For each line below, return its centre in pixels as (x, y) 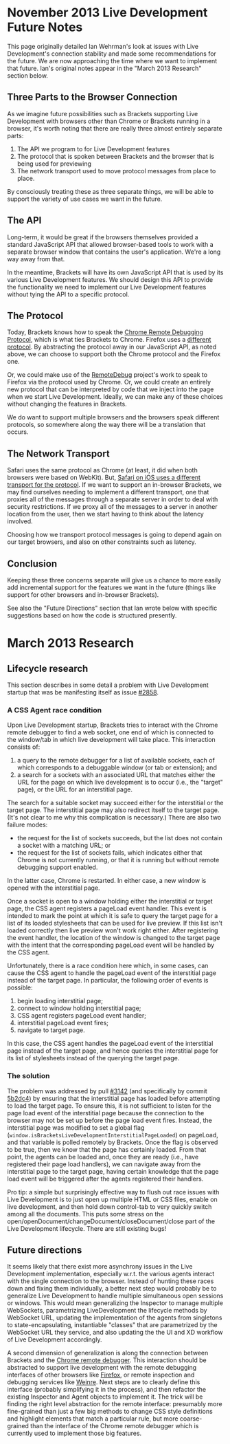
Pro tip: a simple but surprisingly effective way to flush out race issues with (113, 1192)
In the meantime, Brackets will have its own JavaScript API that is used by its (115, 272)
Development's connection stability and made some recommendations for (112, 54)
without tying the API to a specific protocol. (68, 294)
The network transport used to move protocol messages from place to (116, 171)
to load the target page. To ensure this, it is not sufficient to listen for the (109, 1106)
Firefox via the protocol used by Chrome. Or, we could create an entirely (109, 382)
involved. (20, 521)
